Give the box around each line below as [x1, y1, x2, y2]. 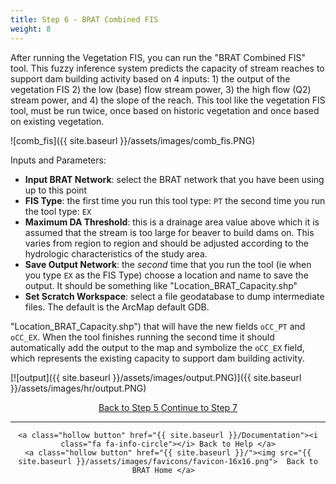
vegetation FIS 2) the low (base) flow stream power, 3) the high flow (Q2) [10, 83, 312, 95]
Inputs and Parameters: [10, 154, 107, 166]
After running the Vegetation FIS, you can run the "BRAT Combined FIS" [10, 51, 306, 63]
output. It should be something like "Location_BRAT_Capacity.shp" [24, 279, 298, 291]
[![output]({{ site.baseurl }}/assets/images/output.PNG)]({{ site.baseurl [10, 371, 302, 383]
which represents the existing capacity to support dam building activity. [10, 352, 305, 364]
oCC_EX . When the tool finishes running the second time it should [10, 331, 275, 343]
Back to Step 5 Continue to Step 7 [98, 401, 238, 413]
